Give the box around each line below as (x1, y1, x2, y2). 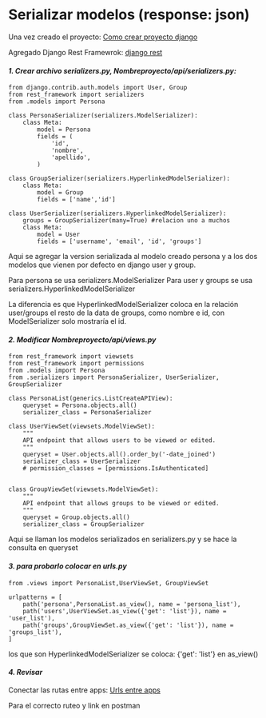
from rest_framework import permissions (8, 360, 145, 368)
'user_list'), (8, 614, 56, 622)
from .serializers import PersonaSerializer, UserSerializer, (8, 373, 220, 381)
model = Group (37, 189, 84, 197)
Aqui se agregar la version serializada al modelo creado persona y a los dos (8, 252, 258, 261)
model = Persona (37, 126, 91, 134)
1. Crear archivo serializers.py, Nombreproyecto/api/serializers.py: (8, 66, 237, 75)
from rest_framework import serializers (8, 90, 145, 99)
